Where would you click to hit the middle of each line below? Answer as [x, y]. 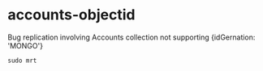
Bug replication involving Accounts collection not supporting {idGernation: [131, 37]
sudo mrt [22, 61]
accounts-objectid [71, 15]
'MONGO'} [26, 45]
